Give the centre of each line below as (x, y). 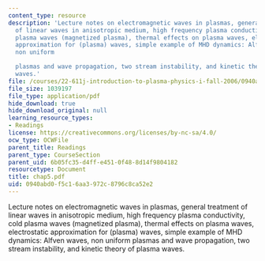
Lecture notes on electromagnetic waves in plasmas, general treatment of (128, 206)
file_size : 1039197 (40, 89)
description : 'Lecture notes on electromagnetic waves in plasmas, (121, 23)
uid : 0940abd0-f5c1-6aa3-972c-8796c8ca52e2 (81, 184)
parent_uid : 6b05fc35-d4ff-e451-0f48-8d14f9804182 (93, 162)
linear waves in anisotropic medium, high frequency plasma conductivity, (127, 215)
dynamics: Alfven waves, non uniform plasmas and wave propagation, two (129, 240)
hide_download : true (42, 104)
